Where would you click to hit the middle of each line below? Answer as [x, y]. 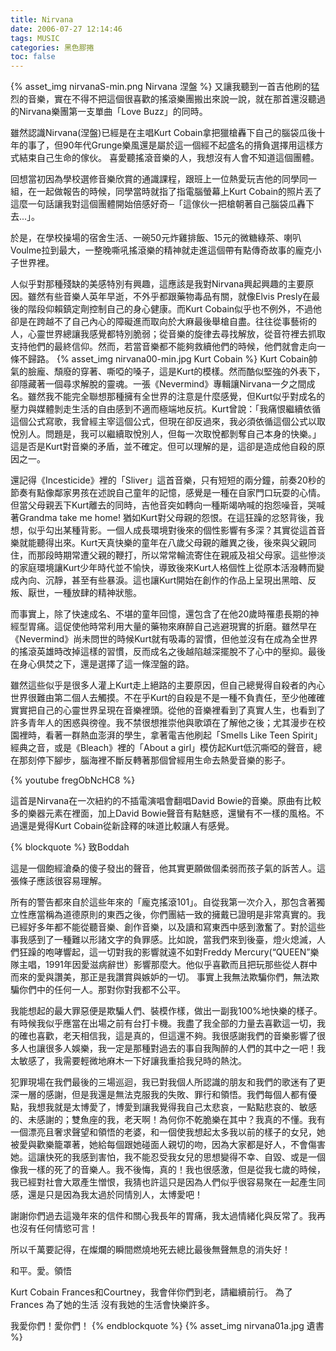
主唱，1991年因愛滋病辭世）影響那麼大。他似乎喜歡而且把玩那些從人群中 [168, 965]
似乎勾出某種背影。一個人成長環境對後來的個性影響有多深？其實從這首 [172, 530]
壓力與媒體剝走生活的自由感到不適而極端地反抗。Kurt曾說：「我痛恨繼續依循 [166, 409]
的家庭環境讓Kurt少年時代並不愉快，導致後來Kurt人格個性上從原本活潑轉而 [163, 568]
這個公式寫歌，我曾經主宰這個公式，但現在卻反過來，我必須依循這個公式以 [163, 422]
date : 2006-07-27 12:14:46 [66, 29]
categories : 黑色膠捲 [52, 47]
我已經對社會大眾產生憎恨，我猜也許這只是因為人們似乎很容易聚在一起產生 [163, 1182]
